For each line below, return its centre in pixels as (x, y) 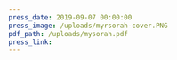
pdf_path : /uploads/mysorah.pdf (68, 34)
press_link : (30, 42)
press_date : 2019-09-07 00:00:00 (70, 17)
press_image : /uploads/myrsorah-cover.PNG (88, 26)
